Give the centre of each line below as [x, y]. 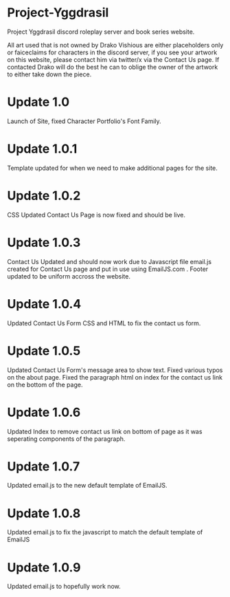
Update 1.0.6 [44, 412]
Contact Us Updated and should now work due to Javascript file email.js [109, 261]
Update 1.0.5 [44, 350]
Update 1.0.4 [44, 304]
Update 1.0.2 [44, 196]
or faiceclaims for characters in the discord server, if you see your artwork [112, 52]
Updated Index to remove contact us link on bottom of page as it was [105, 431]
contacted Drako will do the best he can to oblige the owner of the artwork [113, 67]
